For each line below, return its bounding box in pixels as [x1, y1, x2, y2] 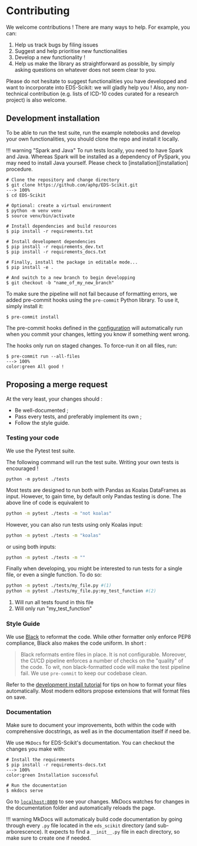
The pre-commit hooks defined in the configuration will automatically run [6, 324, 183, 331]
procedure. [6, 165, 34, 172]
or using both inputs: [6, 543, 56, 550]
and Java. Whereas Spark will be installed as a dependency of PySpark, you [6, 153, 191, 160]
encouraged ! [6, 465, 39, 472]
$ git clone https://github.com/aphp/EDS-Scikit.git [6, 182, 138, 188]
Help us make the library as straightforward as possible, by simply [14, 60, 175, 67]
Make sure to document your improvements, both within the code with [6, 721, 176, 728]
